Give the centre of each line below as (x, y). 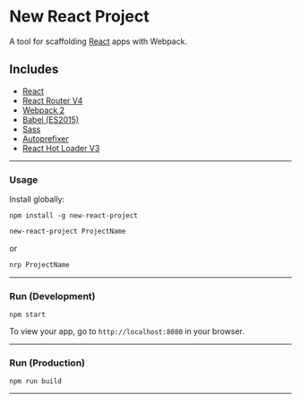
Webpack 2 (43, 110)
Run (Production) (47, 363)
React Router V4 (52, 100)
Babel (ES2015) (50, 119)
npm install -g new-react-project (74, 216)
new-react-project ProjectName (68, 232)
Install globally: (37, 200)
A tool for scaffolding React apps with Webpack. (99, 41)
